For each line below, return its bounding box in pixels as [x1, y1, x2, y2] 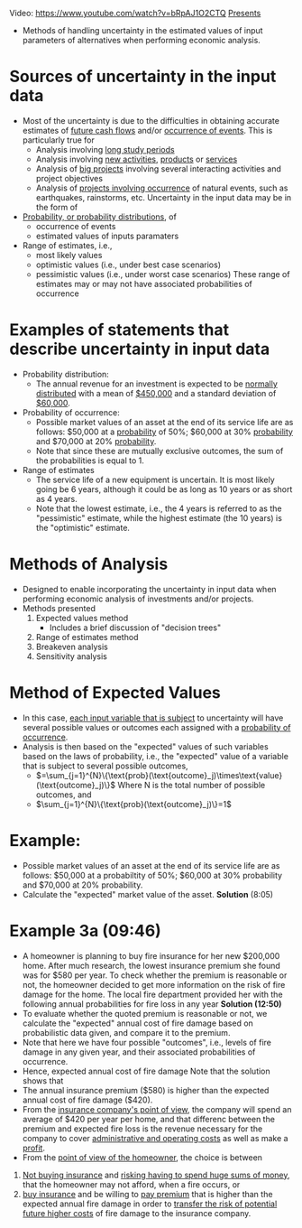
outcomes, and [35, 789, 92, 800]
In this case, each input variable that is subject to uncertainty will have [22, 712, 284, 723]
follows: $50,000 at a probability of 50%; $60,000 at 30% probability [35, 426, 293, 437]
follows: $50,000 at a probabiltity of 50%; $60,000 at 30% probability [22, 870, 282, 880]
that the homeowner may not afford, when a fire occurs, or [22, 1178, 241, 1190]
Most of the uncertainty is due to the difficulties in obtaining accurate [22, 115, 279, 126]
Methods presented [22, 602, 96, 613]
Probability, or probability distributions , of [22, 211, 178, 222]
